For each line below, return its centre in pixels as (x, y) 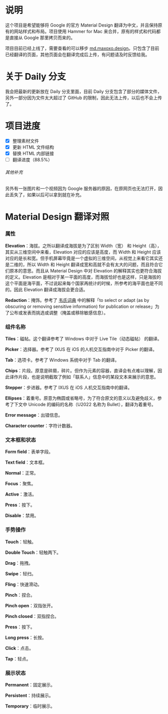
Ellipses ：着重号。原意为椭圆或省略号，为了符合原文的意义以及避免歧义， (81, 398)
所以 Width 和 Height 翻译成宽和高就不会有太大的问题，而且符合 (92, 264)
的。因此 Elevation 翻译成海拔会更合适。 (46, 289)
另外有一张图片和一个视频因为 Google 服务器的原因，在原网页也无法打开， (82, 189)
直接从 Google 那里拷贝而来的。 (42, 38)
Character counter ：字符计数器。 (40, 426)
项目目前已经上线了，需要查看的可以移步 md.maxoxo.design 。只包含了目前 (82, 48)
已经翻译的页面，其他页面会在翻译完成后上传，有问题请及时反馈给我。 (77, 54)
